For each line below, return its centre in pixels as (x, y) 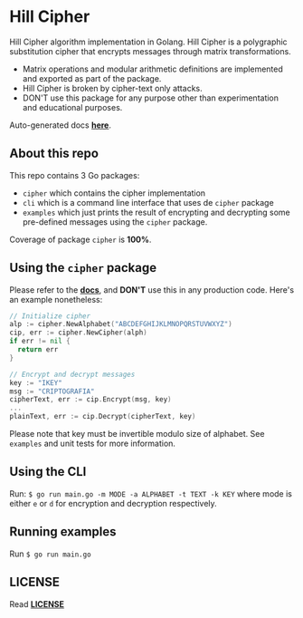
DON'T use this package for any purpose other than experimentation (150, 98)
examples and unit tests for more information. (93, 444)
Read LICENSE (37, 604)
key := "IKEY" (36, 382)
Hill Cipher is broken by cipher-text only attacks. (112, 88)
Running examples (63, 532)
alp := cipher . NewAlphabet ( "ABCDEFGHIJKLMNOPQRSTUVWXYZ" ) (121, 324)
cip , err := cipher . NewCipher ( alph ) (78, 333)
